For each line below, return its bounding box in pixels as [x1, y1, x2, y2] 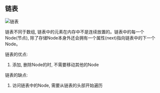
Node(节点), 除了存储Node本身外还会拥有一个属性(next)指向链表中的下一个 [5, 35, 156, 40]
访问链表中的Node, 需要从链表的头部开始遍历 [12, 82, 103, 88]
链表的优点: [5, 51, 28, 57]
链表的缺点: [5, 72, 28, 78]
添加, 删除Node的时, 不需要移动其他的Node [12, 61, 99, 67]
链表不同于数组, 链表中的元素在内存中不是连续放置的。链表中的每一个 [5, 29, 144, 35]
